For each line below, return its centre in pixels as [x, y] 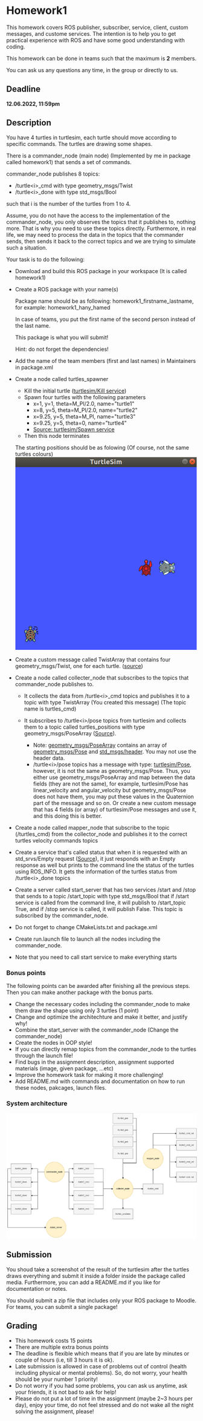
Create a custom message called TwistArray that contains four [93, 659]
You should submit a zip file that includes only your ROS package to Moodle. [101, 1300]
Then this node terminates [57, 436]
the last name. [33, 325]
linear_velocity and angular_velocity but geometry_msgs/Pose [109, 790]
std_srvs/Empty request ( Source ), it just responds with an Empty [95, 858]
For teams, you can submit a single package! [62, 1307]
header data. [49, 758]
